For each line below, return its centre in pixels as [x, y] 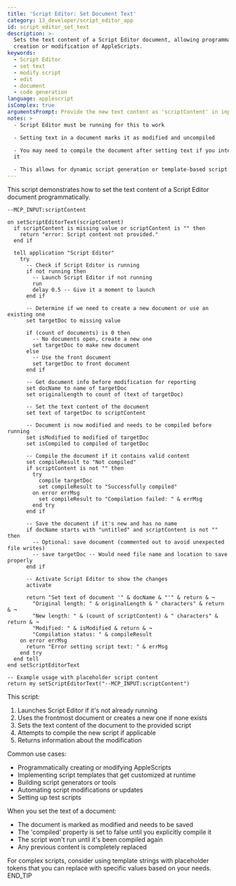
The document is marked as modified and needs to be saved [105, 824]
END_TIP [20, 875]
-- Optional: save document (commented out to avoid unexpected [129, 542]
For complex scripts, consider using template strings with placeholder [108, 861]
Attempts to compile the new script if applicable [87, 733]
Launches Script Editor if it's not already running [87, 710]
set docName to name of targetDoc [77, 388]
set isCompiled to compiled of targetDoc [87, 444]
